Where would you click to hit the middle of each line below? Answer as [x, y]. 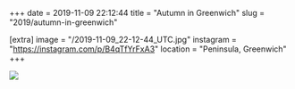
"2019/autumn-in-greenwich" [63, 22]
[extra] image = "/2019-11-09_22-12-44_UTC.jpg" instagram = [123, 40]
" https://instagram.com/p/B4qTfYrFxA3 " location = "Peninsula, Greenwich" [148, 49]
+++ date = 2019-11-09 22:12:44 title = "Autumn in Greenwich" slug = [137, 13]
